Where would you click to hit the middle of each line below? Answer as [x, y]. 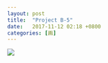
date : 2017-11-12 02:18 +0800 [54, 26]
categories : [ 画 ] [32, 33]
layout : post [26, 13]
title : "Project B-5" [40, 20]
